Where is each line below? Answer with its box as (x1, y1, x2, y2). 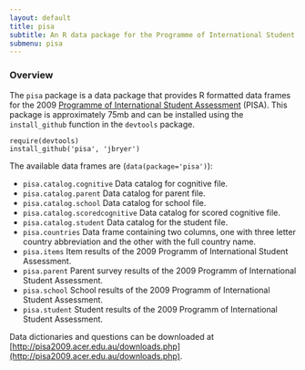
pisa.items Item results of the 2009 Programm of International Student (22, 245, 289, 256)
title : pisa (9, 22, 55, 31)
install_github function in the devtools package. (9, 118, 196, 129)
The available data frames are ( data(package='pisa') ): (9, 160, 213, 171)
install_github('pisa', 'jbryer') (9, 144, 141, 153)
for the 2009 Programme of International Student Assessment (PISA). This (9, 99, 289, 110)
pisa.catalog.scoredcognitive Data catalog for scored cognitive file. (22, 207, 280, 218)
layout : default (9, 13, 71, 23)
